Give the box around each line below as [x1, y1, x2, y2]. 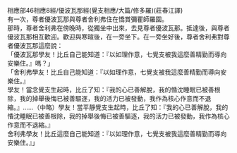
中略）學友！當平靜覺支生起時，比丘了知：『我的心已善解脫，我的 [39, 103, 229, 111]
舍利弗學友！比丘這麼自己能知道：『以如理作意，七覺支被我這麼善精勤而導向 [7, 130, 227, 137]
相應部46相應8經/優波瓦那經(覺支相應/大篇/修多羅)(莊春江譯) [7, 6, 183, 14]
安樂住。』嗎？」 [7, 59, 54, 67]
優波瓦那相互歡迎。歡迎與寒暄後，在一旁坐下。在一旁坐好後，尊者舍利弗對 [7, 32, 224, 41]
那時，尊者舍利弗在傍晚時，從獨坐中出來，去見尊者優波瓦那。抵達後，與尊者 [7, 24, 230, 32]
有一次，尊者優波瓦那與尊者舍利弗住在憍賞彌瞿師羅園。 [7, 15, 168, 23]
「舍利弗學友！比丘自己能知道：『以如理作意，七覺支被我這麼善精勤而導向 [7, 68, 221, 76]
